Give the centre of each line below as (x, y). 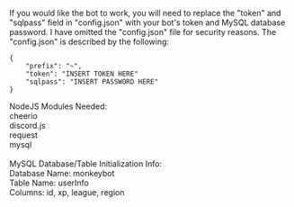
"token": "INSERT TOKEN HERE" (82, 74)
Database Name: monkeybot (62, 173)
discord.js (28, 126)
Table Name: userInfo (49, 183)
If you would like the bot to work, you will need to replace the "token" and (145, 13)
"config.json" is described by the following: (89, 41)
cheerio (23, 116)
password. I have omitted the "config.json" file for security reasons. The (143, 32)
